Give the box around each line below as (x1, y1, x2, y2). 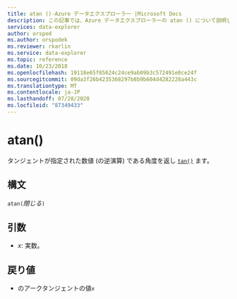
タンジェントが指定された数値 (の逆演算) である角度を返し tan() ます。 (7, 156, 214, 165)
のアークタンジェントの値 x (17, 284, 95, 293)
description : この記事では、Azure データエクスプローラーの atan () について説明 (7, 17, 227, 24)
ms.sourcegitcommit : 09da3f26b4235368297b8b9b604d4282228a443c (7, 75, 197, 83)
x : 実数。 (17, 241, 44, 250)
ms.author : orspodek (7, 37, 68, 44)
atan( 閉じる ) (7, 198, 45, 208)
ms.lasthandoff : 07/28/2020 (7, 96, 90, 103)
